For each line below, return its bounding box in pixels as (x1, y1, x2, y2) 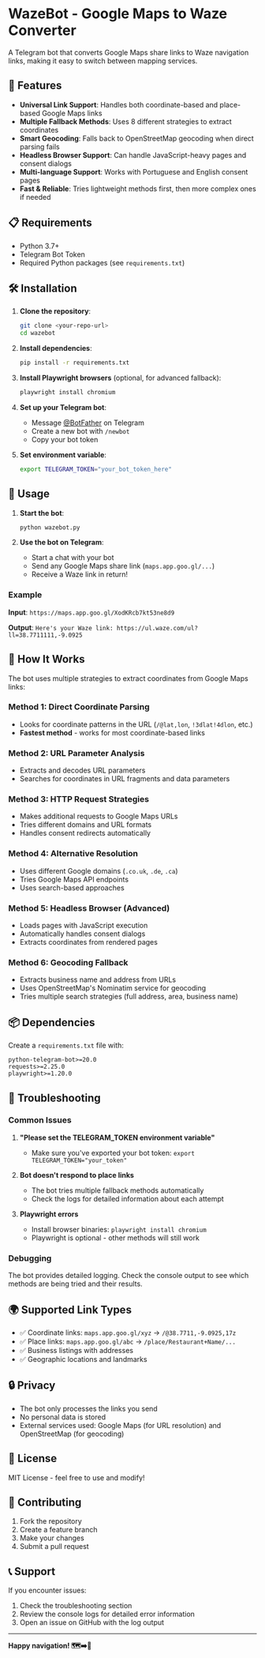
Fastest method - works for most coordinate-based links (19, 727, 205, 737)
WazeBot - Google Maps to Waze (8, 5, 228, 23)
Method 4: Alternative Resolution (8, 848, 139, 859)
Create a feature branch (19, 1525, 98, 1535)
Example (8, 589, 43, 600)
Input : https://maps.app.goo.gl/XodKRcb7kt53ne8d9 (8, 607, 175, 617)
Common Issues (8, 1115, 73, 1126)
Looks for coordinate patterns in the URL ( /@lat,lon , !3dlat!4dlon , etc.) (19, 720, 254, 729)
